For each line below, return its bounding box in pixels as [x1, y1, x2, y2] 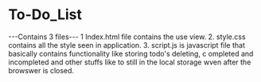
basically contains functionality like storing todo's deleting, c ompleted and [8, 49, 254, 58]
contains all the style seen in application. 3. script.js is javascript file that [8, 40, 245, 49]
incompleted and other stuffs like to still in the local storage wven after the [8, 57, 251, 67]
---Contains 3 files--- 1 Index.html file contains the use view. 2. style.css [8, 32, 246, 41]
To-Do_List [8, 6, 82, 24]
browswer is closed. [8, 65, 74, 75]
